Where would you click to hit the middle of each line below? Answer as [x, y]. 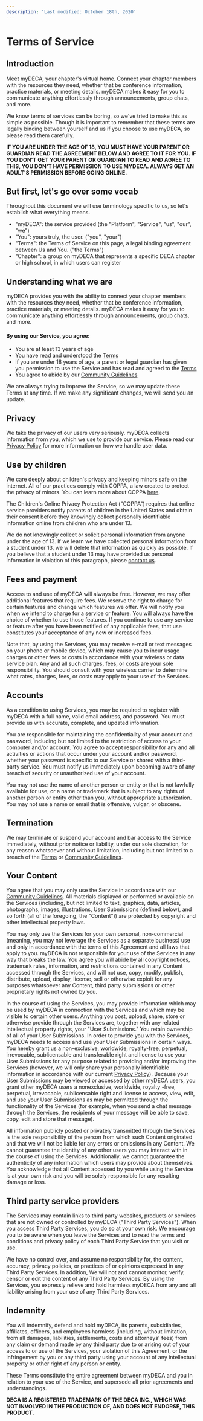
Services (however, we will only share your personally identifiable [88, 1068]
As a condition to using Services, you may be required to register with [93, 710]
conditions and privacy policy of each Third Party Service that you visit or [98, 1242]
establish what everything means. [48, 213]
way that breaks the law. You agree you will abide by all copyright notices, [98, 960]
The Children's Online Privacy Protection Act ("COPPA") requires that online [100, 504]
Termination [30, 823]
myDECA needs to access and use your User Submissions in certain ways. [99, 1042]
